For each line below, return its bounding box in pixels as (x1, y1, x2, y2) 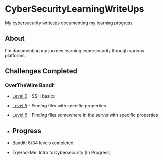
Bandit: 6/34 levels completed (12, 140, 74, 146)
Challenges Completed (5, 67, 78, 75)
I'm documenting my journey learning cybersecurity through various (5, 47, 145, 53)
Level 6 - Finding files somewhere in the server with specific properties (12, 112, 158, 118)
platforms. (5, 53, 26, 58)
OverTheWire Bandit (5, 82, 55, 89)
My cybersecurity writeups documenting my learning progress (5, 20, 133, 26)
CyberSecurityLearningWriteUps (5, 3, 144, 15)
